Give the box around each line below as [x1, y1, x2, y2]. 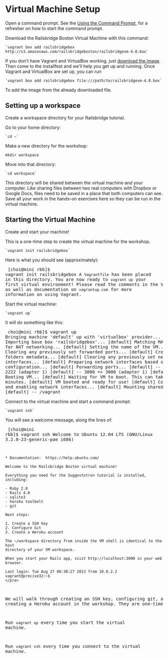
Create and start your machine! [5, 228, 69, 234]
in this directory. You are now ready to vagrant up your [5, 276, 146, 282]
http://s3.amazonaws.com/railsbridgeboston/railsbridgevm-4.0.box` [5, 49, 149, 54]
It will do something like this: [5, 319, 64, 325]
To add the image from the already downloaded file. [5, 86, 112, 93]
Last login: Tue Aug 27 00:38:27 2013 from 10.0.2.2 [5, 569, 117, 574]
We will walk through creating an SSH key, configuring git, [5, 596, 158, 601]
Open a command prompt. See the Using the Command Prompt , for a [5, 20, 148, 26]
